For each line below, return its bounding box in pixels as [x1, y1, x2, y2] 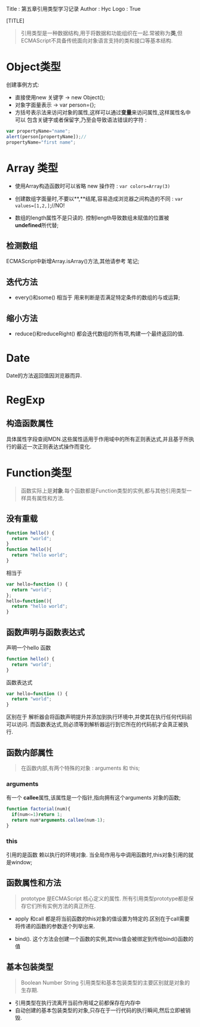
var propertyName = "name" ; [6, 128, 70, 134]
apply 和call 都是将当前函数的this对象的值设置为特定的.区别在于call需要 [14, 915, 190, 922]
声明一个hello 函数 [6, 644, 51, 651]
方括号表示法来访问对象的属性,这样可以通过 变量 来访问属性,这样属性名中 [14, 108, 191, 115]
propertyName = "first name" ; [6, 139, 76, 145]
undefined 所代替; [14, 221, 59, 228]
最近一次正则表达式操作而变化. [16, 443, 92, 450]
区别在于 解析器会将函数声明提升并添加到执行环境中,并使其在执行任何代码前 [6, 714, 192, 721]
